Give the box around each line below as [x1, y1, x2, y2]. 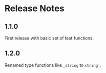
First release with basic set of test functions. [4, 35, 94, 41]
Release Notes [4, 3, 64, 14]
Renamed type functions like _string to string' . [4, 62, 102, 68]
